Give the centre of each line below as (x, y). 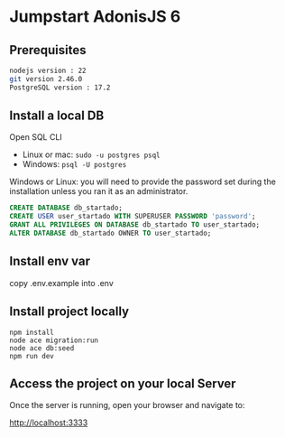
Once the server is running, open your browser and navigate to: (127, 405)
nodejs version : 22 (48, 70)
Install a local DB (57, 116)
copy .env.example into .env (62, 283)
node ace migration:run (54, 340)
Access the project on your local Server (123, 383)
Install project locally (69, 312)
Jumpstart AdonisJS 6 (95, 17)
